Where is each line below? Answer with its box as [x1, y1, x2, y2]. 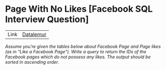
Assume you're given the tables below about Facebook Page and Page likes [5, 43, 161, 49]
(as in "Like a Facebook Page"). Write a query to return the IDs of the [5, 48, 147, 54]
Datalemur [22, 31, 47, 38]
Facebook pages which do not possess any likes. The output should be [5, 54, 151, 60]
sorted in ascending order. [5, 59, 59, 65]
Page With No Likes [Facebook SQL [5, 3, 153, 15]
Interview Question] [5, 14, 89, 25]
